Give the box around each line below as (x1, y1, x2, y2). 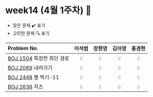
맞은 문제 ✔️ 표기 (12, 22, 46, 28)
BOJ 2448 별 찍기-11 (8, 74, 59, 81)
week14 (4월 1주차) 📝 (5, 5, 92, 16)
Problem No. (8, 44, 39, 52)
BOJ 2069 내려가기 (8, 64, 53, 71)
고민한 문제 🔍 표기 (12, 30, 50, 36)
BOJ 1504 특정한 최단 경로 (8, 55, 69, 62)
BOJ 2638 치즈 (8, 83, 44, 90)
